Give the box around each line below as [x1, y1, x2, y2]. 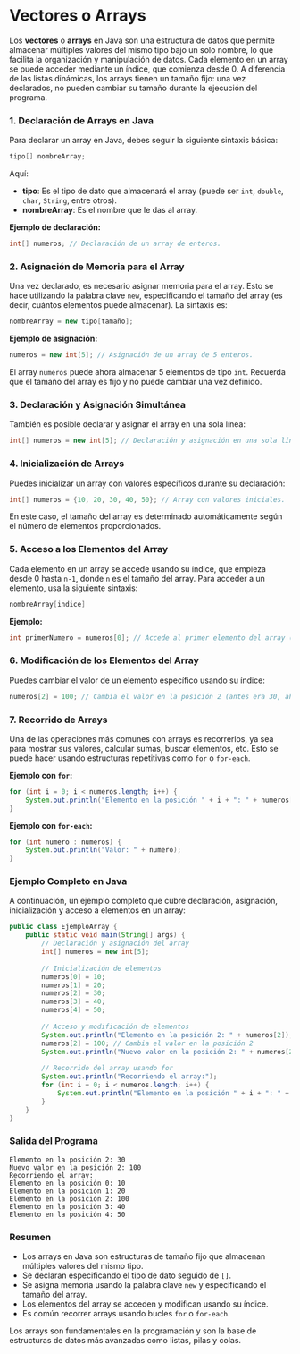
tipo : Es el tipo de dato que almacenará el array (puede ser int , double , [21, 185, 284, 197]
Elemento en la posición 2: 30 [9, 1155, 126, 1164]
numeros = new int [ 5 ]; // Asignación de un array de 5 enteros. [9, 351, 254, 360]
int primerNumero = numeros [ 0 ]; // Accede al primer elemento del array [9, 633, 286, 643]
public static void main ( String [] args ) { [25, 931, 186, 940]
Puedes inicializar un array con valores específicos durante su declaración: [9, 478, 286, 489]
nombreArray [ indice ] [9, 600, 87, 609]
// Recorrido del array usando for [41, 1064, 174, 1073]
